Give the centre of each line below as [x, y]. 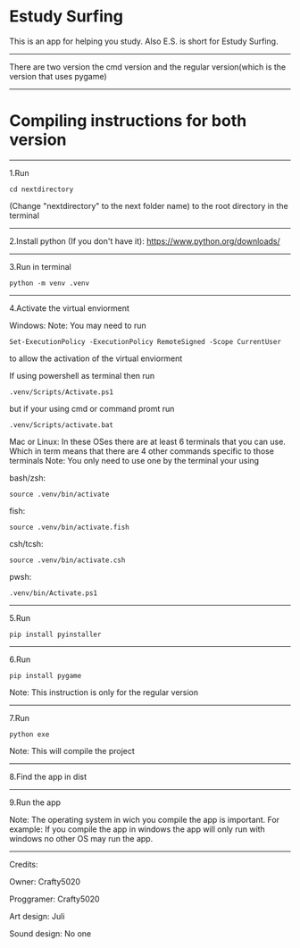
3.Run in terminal [40, 266]
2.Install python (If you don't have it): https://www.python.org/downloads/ [145, 241]
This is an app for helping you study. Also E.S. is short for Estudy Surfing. [144, 41]
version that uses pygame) [58, 76]
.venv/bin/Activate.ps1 [54, 593]
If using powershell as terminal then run [82, 375]
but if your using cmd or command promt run [92, 408]
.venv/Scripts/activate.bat [62, 425]
